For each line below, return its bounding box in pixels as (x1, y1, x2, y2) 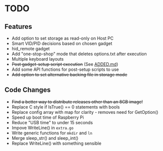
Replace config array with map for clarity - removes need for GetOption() (11, 109, 159, 115)
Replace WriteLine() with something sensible (11, 140, 102, 146)
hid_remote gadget (11, 46, 50, 51)
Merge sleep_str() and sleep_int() (11, 135, 79, 141)
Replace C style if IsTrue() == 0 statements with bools (11, 104, 120, 110)
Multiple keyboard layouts (11, 56, 64, 62)
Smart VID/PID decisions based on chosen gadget (11, 41, 113, 46)
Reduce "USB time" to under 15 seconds (11, 119, 93, 125)
